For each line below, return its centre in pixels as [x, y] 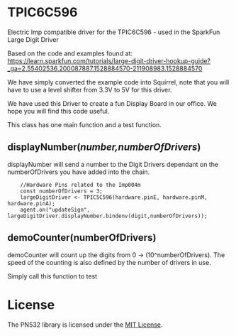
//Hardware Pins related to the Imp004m [80, 185]
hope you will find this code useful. [58, 111]
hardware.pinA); [31, 203]
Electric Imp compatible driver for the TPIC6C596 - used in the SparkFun [114, 32]
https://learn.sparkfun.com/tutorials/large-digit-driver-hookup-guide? [109, 60]
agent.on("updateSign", [55, 210]
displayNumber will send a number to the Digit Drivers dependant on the [113, 164]
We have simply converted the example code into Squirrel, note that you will [118, 82]
